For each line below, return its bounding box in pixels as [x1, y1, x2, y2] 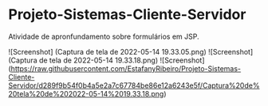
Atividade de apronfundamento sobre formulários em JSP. [8, 32, 199, 41]
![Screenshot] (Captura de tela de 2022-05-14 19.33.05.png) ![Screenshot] [8, 47, 254, 56]
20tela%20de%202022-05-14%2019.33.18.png [8, 89, 164, 98]
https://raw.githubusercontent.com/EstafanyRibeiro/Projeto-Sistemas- [10, 63, 242, 73]
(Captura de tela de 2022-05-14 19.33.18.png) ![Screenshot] [8, 55, 205, 65]
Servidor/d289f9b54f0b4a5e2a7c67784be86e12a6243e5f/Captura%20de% [8, 81, 260, 90]
